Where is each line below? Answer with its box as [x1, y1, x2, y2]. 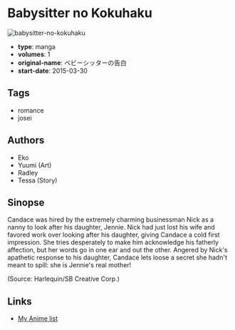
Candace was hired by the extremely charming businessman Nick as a [7, 215, 214, 224]
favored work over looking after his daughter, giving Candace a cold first [7, 230, 220, 239]
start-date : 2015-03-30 [17, 66, 88, 75]
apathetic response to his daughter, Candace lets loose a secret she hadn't [7, 253, 228, 262]
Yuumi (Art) [17, 160, 52, 169]
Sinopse [7, 196, 45, 208]
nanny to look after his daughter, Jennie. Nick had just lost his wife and [7, 223, 215, 232]
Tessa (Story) [17, 176, 58, 185]
